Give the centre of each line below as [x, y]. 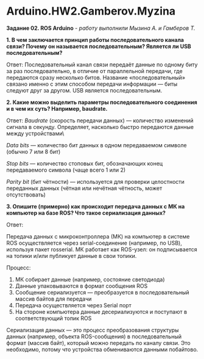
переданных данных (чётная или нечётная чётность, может [84, 188]
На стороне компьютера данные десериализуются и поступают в [101, 312]
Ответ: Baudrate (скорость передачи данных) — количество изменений [100, 120]
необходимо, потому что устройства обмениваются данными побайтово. [102, 349]
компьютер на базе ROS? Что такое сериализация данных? [86, 213]
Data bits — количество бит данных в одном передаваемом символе [97, 145]
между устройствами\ [35, 133]
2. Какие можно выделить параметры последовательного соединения [102, 102]
